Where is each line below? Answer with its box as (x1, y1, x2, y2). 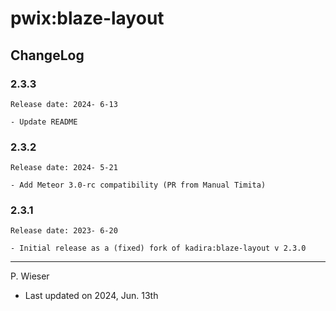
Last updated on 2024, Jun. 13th (24, 290, 159, 302)
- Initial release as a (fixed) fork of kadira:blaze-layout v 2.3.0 (10, 243, 307, 254)
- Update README (10, 117, 78, 127)
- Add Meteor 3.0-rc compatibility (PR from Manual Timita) (10, 180, 267, 191)
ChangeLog (10, 47, 85, 64)
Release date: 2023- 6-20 (10, 226, 118, 236)
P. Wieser (10, 270, 50, 282)
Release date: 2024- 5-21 (10, 163, 118, 173)
